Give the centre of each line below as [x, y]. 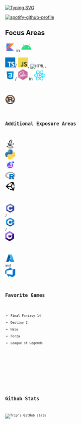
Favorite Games [25, 296]
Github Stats [22, 398]
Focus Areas [25, 33]
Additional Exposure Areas [41, 124]
